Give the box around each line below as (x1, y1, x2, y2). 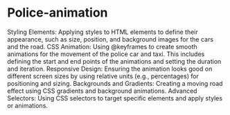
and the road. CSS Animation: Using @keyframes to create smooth (7, 42, 197, 51)
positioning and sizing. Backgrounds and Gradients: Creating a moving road (7, 79, 223, 87)
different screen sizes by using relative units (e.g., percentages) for (7, 71, 200, 80)
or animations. (7, 101, 48, 109)
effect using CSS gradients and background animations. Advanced (7, 87, 197, 95)
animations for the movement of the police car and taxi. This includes (7, 50, 205, 58)
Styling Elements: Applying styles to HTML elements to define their (7, 28, 199, 36)
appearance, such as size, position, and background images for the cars (7, 35, 213, 43)
